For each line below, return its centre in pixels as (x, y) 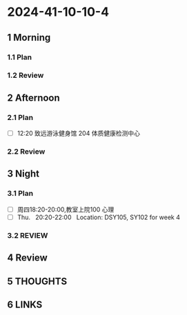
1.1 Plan (20, 57)
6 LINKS (25, 305)
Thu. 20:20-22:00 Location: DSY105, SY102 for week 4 (99, 217)
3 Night (23, 174)
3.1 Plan (20, 194)
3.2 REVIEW (28, 235)
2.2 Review (26, 152)
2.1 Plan (20, 117)
